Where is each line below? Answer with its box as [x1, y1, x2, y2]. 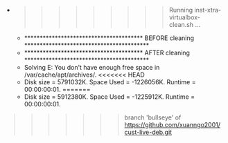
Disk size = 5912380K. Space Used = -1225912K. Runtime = [24, 93, 195, 101]
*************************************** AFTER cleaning [24, 48, 191, 57]
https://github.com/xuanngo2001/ [124, 121, 220, 128]
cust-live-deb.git [124, 128, 172, 136]
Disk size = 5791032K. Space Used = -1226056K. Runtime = [24, 78, 196, 86]
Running [168, 6, 193, 14]
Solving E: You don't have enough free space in [24, 64, 160, 71]
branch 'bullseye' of [124, 113, 182, 122]
